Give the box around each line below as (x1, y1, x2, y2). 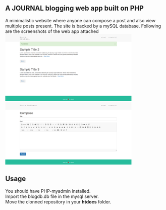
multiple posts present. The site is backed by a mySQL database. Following (5, 23, 161, 29)
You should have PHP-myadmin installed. (5, 188, 91, 194)
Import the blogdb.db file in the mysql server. (5, 193, 99, 199)
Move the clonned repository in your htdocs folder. (5, 198, 112, 204)
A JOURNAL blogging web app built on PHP (5, 4, 144, 13)
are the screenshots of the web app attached (5, 28, 99, 34)
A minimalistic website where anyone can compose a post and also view (5, 17, 155, 23)
